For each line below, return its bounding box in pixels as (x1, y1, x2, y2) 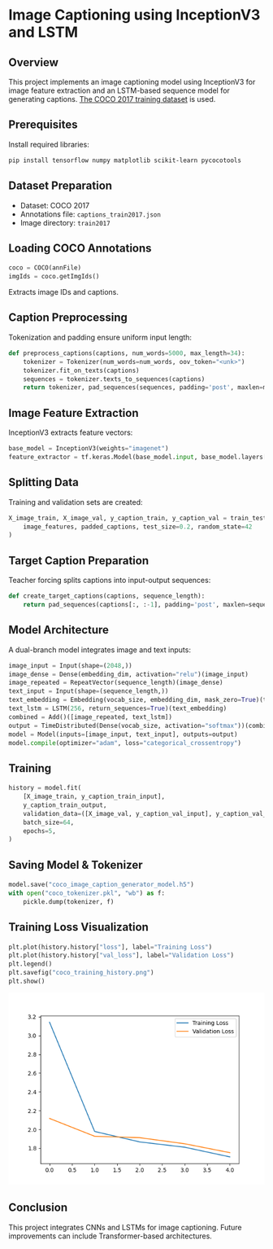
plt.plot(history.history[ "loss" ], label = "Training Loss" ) (8, 943, 213, 951)
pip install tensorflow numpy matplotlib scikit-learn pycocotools (8, 156, 242, 164)
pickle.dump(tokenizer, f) (23, 897, 115, 905)
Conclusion (8, 1201, 68, 1215)
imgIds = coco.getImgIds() (8, 273, 100, 281)
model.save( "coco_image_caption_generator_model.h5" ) (8, 881, 195, 889)
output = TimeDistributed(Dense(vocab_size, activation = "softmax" (8, 721, 238, 730)
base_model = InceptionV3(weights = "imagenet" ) (8, 445, 169, 453)
